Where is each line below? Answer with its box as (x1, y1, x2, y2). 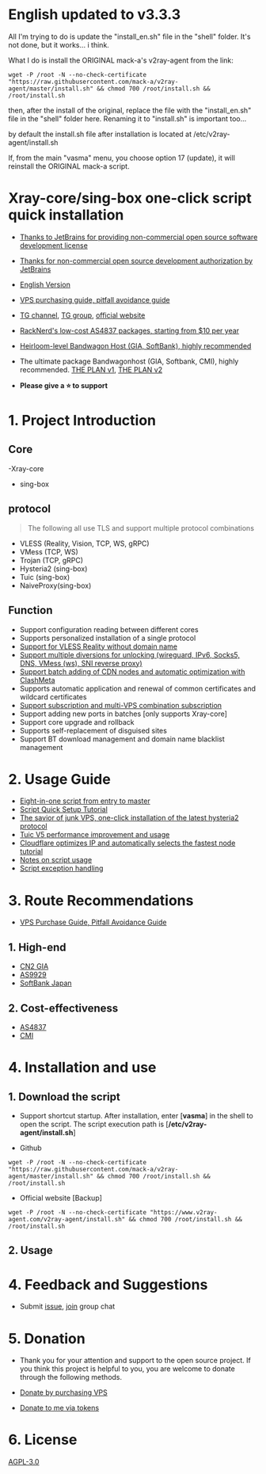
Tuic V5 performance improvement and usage (19, 830, 170, 840)
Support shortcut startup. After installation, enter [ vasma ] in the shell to (19, 1111, 253, 1120)
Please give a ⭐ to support (19, 380, 108, 390)
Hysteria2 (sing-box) (19, 564, 88, 573)
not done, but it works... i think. (8, 40, 109, 49)
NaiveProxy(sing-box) (19, 581, 92, 590)
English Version (19, 280, 71, 289)
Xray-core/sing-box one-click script (8, 189, 252, 208)
